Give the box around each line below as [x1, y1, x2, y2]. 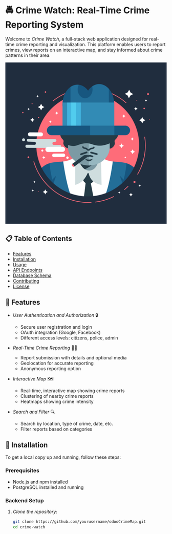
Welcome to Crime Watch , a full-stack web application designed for [5, 36, 148, 42]
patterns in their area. [5, 52, 51, 58]
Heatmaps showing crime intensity [20, 398, 94, 404]
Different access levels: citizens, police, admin [20, 334, 119, 341]
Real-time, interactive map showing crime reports [20, 388, 125, 394]
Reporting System [5, 19, 84, 31]
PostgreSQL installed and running [12, 484, 84, 490]
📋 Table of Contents [5, 234, 73, 243]
